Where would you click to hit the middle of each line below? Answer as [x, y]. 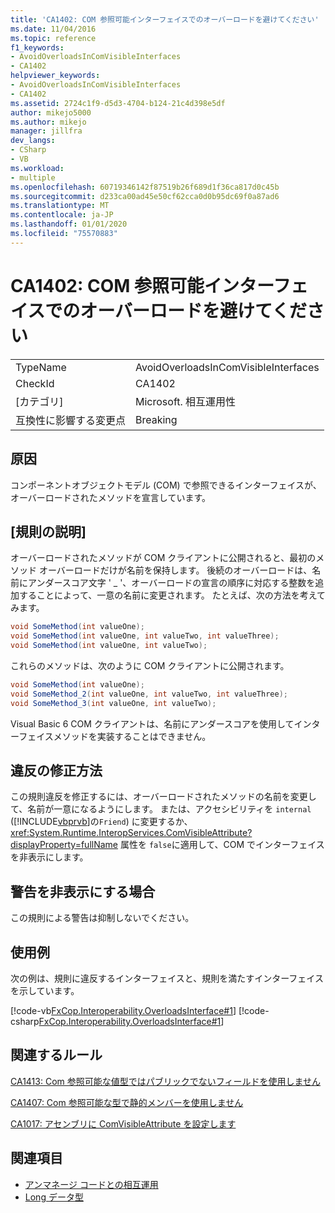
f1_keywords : [37, 47]
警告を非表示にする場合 [83, 891]
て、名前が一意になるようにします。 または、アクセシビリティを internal [161, 809]
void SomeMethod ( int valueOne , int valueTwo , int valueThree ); [145, 636]
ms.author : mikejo [48, 122]
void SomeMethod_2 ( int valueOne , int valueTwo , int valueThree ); [149, 694]
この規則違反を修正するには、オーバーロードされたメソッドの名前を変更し [163, 797]
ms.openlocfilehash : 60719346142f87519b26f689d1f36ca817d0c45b [145, 187]
